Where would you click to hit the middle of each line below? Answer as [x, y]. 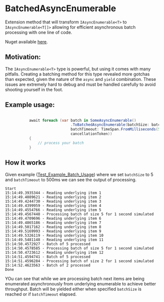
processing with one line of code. [39, 32]
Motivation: [23, 57]
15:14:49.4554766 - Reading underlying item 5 [53, 210]
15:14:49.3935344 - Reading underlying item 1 [53, 193]
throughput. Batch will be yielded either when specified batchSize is [73, 289]
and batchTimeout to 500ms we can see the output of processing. [71, 179]
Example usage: [30, 105]
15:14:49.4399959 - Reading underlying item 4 [53, 206]
